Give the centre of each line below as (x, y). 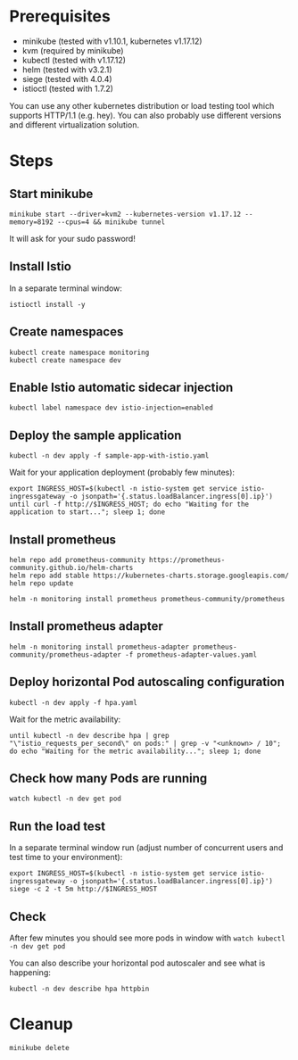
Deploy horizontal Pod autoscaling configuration (147, 682)
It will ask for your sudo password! (72, 238)
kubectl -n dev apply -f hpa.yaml (74, 702)
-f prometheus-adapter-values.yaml (190, 654)
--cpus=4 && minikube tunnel (111, 222)
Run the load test (57, 826)
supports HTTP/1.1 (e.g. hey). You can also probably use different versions (145, 115)
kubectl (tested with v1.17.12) (74, 60)
